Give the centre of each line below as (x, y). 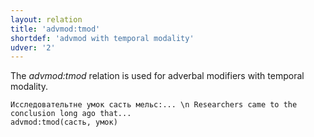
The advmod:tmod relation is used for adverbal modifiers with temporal (157, 76)
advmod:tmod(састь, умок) (64, 122)
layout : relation (46, 19)
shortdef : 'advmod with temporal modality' (102, 38)
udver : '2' (33, 47)
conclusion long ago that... (71, 114)
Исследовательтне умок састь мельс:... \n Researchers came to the (154, 105)
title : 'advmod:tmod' (55, 29)
